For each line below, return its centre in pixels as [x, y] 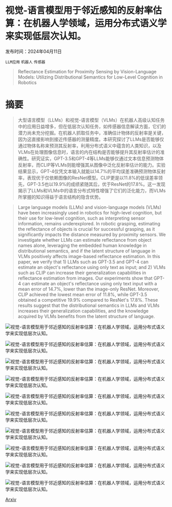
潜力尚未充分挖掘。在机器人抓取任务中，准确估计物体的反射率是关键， [92, 133]
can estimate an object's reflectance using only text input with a [90, 283]
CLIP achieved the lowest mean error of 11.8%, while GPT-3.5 [82, 294]
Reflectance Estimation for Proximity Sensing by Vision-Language [87, 71]
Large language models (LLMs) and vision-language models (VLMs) [90, 207]
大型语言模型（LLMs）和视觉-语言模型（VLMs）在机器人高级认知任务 [91, 120]
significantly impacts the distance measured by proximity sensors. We [92, 235]
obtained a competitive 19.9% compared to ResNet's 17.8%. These [88, 300]
